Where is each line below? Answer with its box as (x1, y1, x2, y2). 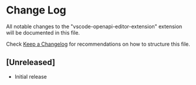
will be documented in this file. (6, 29, 80, 36)
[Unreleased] (6, 57, 56, 67)
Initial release (14, 73, 47, 80)
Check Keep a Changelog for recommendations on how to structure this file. (6, 40, 191, 47)
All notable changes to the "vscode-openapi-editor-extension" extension (6, 23, 183, 30)
